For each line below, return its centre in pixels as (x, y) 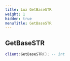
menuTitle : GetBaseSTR (28, 23)
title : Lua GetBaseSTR (28, 10)
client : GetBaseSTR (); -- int (35, 54)
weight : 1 (15, 14)
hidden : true (18, 19)
